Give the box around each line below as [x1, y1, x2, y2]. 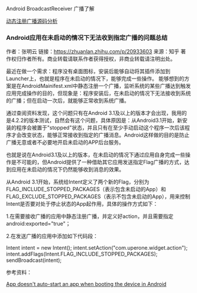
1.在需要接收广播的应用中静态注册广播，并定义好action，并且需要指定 [6, 213, 174, 220]
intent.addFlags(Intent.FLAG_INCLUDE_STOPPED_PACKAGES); [6, 251, 158, 258]
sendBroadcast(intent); [6, 257, 62, 264]
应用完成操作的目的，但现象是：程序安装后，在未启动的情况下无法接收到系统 [6, 90, 191, 97]
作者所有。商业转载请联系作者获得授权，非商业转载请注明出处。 [21, 55, 176, 63]
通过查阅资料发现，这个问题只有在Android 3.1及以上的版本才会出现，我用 [6, 110, 182, 117]
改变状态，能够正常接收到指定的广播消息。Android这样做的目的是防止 [21, 131, 189, 139]
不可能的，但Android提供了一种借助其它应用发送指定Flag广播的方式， [16, 159, 185, 166]
